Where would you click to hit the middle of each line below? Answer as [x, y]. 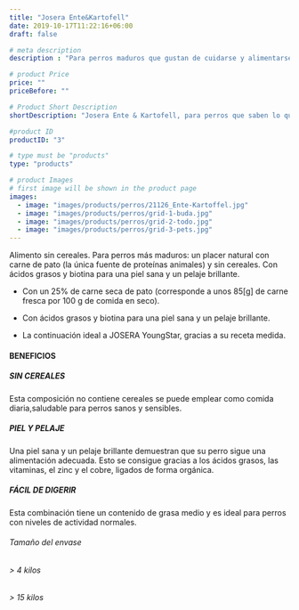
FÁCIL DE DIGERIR [43, 490]
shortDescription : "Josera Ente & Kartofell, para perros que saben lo [145, 115]
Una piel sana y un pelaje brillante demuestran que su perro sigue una [137, 451]
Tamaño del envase [45, 542]
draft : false [33, 34]
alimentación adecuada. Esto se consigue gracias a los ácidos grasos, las [144, 460]
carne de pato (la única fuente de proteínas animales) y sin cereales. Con [144, 264]
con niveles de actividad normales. [73, 522]
